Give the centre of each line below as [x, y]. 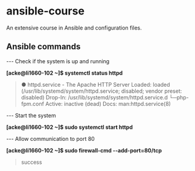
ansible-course [45, 11]
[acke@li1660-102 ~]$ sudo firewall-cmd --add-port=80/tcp [84, 150]
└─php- [179, 97]
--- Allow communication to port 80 [50, 138]
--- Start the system [31, 115]
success [31, 162]
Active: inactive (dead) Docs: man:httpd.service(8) [108, 104]
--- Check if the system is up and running [58, 61]
